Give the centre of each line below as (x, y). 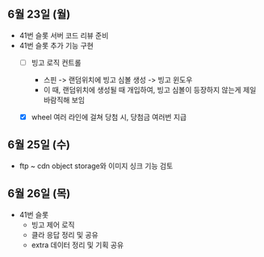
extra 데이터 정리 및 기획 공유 (78, 245)
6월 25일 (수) (39, 145)
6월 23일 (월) (39, 15)
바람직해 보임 (64, 100)
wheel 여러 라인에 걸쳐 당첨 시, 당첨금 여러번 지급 (109, 117)
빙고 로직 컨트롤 (56, 62)
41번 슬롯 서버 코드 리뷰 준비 (64, 35)
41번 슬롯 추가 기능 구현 (56, 45)
